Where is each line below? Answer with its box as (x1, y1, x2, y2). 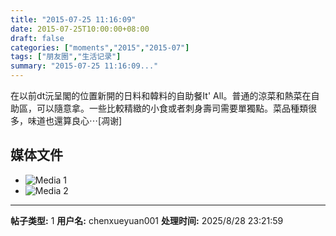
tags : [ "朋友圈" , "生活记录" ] (10, 52, 122, 62)
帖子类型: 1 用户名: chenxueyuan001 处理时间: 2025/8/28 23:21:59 (10, 214, 284, 226)
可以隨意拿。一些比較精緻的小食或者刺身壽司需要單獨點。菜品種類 (36, 102, 308, 114)
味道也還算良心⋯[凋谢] (27, 115, 123, 126)
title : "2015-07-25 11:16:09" (10, 14, 137, 25)
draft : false (10, 33, 65, 43)
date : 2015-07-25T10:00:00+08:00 (10, 24, 150, 34)
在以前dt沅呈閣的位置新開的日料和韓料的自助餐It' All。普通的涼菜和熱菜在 (10, 90, 312, 101)
